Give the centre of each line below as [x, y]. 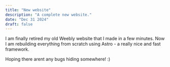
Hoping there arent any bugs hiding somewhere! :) [58, 59]
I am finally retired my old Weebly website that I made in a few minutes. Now [85, 39]
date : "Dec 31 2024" [27, 19]
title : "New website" [28, 10]
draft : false [19, 24]
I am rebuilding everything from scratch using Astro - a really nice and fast [83, 44]
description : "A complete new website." [49, 15]
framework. [17, 49]
